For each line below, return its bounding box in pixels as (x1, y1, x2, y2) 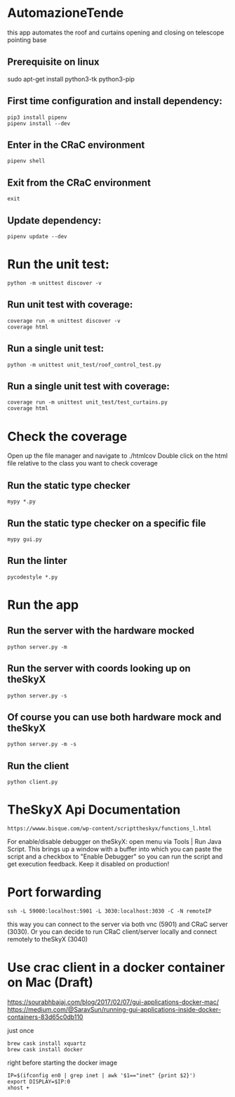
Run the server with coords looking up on (7, 662, 191, 674)
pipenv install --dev (7, 120, 71, 127)
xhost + (7, 1084, 30, 1091)
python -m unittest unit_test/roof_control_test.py (7, 361, 161, 368)
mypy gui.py (7, 536, 42, 543)
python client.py (7, 778, 58, 785)
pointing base (7, 35, 47, 44)
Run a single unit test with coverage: (7, 380, 170, 392)
